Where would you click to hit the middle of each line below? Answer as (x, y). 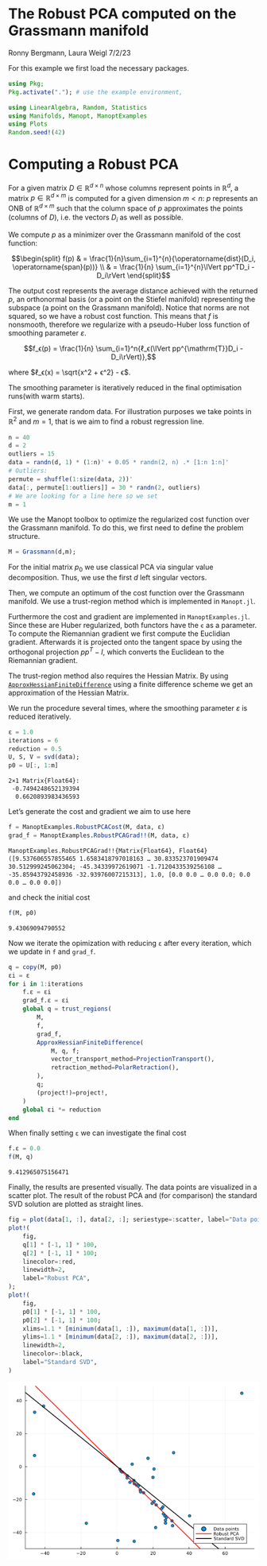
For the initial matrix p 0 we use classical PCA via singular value (111, 568)
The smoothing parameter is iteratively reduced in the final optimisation (125, 387)
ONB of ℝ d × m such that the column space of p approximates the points (126, 207)
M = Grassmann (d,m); (43, 552)
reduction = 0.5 (35, 749)
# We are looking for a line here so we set (83, 496)
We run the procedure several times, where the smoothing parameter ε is (128, 707)
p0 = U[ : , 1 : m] (33, 766)
